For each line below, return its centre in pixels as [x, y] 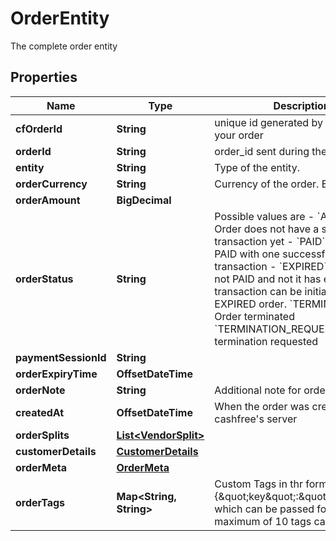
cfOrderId [39, 129]
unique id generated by [268, 122]
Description [301, 105]
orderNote [40, 390]
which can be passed [264, 509]
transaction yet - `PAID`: [271, 241]
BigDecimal [144, 200]
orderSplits [42, 435]
